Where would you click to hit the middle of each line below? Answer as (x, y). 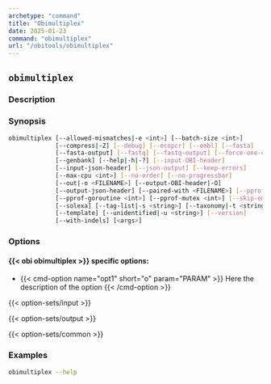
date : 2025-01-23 (38, 31)
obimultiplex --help (43, 372)
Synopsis (27, 121)
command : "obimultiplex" (50, 38)
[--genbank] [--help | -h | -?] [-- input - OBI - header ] (140, 161)
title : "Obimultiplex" (46, 23)
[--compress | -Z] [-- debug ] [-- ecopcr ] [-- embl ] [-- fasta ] (154, 146)
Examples (28, 355)
